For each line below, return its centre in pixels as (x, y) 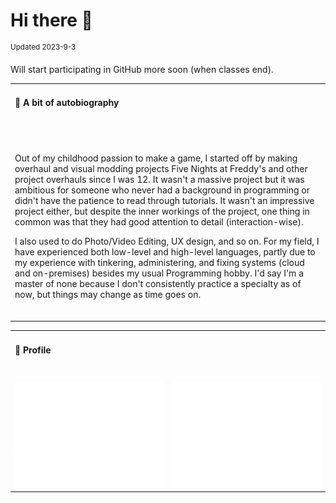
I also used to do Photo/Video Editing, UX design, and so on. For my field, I (167, 241)
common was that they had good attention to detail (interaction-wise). (159, 221)
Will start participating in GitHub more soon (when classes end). (142, 69)
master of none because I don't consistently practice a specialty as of (158, 283)
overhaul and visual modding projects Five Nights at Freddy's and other (161, 168)
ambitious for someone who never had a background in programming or (162, 190)
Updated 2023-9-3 (43, 47)
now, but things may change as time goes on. (108, 294)
